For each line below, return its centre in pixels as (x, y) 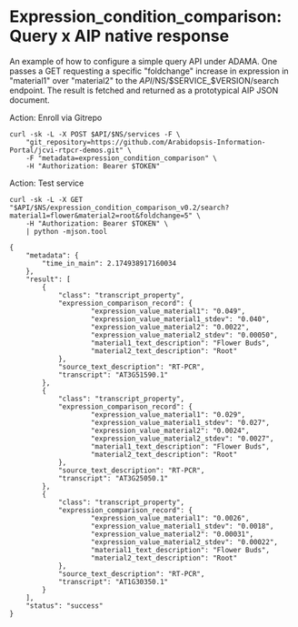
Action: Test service (47, 183)
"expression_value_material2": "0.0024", (170, 430)
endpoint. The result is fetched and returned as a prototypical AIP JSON (144, 90)
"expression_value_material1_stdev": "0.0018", (182, 526)
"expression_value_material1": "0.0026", (170, 518)
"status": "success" (65, 606)
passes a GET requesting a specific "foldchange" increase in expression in (149, 71)
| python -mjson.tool (66, 231)
